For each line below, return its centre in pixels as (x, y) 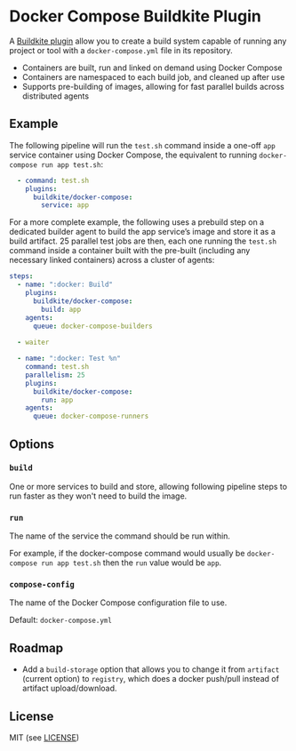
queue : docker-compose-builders (92, 326)
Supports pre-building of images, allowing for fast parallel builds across (153, 86)
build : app (61, 309)
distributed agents (56, 96)
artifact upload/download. (69, 688)
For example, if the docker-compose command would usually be (127, 554)
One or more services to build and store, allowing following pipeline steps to (148, 486)
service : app (65, 205)
